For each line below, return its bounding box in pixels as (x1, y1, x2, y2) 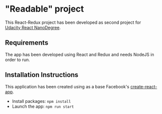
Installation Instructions (5, 71, 79, 79)
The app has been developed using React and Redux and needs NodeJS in (5, 51, 154, 57)
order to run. (5, 57, 30, 63)
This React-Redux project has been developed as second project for (5, 19, 141, 25)
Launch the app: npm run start (12, 103, 74, 109)
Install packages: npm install (12, 98, 71, 104)
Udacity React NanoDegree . (5, 24, 61, 30)
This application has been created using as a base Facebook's (5, 83, 130, 89)
